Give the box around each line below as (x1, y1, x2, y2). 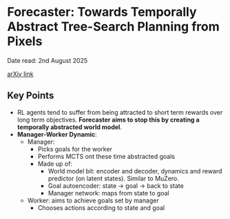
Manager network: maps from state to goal (48, 189, 170, 197)
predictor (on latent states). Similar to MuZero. (48, 174, 179, 182)
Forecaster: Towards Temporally (7, 4, 198, 20)
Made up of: (37, 160, 72, 168)
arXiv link (7, 70, 34, 78)
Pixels (7, 34, 43, 49)
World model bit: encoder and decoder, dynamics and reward (48, 166, 222, 175)
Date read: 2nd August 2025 (7, 56, 88, 64)
